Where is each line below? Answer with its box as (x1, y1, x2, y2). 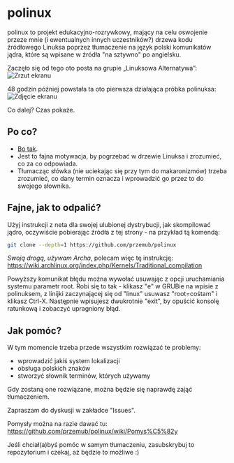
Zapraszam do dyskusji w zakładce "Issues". (7, 406, 136, 415)
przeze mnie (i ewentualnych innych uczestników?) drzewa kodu (7, 35, 193, 43)
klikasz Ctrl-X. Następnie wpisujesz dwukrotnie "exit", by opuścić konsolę (7, 297, 219, 305)
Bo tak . (17, 145, 38, 153)
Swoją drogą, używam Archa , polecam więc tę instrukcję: (7, 253, 173, 263)
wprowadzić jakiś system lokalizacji (17, 357, 120, 365)
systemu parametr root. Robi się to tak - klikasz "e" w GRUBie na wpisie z (7, 282, 219, 291)
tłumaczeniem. (7, 392, 50, 401)
